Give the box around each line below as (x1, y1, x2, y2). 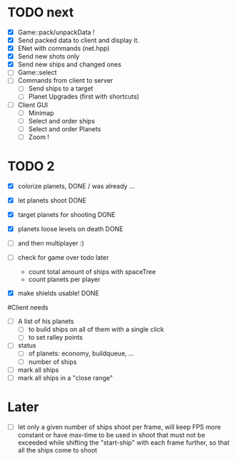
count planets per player (28, 275, 101, 284)
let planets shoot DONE (17, 196, 87, 204)
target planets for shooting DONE (17, 210, 116, 218)
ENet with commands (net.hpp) (17, 44, 110, 53)
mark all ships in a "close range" (17, 373, 114, 382)
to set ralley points (28, 333, 84, 342)
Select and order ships (28, 116, 95, 125)
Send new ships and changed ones (17, 60, 121, 69)
